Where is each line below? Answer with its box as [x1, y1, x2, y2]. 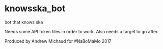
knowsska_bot [4, 3, 66, 14]
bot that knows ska [4, 19, 43, 25]
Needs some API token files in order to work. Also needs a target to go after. [4, 28, 159, 34]
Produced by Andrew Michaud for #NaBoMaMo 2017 [4, 38, 111, 44]
